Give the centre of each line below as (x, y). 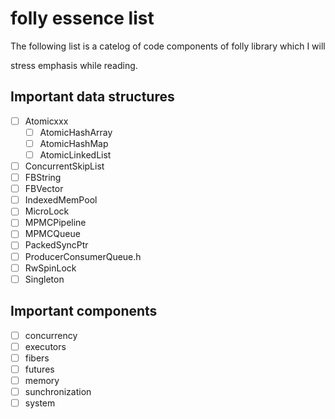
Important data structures (92, 97)
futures (39, 369)
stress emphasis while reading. (74, 65)
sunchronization (58, 391)
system (40, 403)
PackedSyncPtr (56, 245)
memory (42, 380)
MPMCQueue (52, 234)
